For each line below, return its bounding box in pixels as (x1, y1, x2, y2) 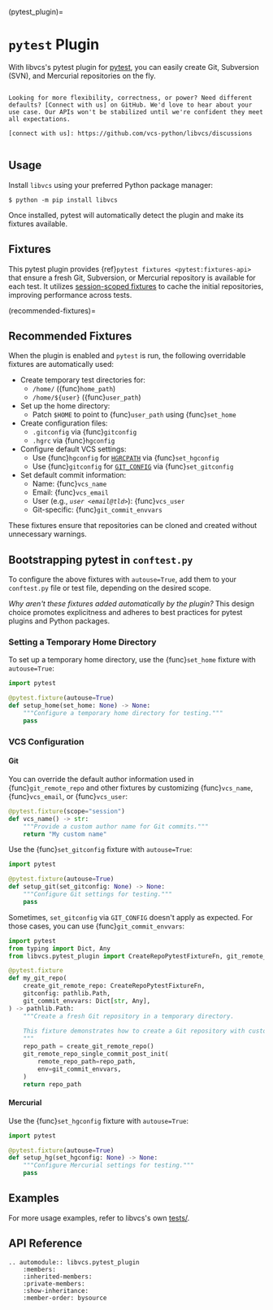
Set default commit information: (19, 470, 127, 480)
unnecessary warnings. (8, 529, 87, 539)
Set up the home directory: (19, 401, 110, 411)
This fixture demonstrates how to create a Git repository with (23, 1027, 245, 1036)
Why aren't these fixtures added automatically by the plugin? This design (8, 599, 254, 609)
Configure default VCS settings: (19, 444, 127, 454)
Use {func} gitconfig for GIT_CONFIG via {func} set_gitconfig (32, 461, 234, 471)
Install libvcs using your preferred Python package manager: (8, 180, 214, 190)
